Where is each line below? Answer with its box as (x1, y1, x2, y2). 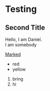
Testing (5, 3, 37, 15)
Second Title (5, 23, 46, 32)
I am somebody (5, 42, 37, 48)
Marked (5, 51, 21, 57)
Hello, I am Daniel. (5, 36, 42, 42)
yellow (12, 66, 26, 72)
